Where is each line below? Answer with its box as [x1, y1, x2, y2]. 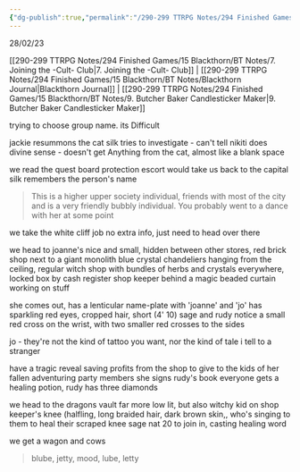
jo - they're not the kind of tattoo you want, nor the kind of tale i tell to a [9, 336, 272, 347]
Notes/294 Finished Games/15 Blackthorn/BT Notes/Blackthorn [9, 73, 242, 85]
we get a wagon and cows [9, 435, 106, 446]
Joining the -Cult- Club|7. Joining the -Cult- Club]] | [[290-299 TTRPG [9, 64, 268, 75]
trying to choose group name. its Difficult [9, 120, 161, 131]
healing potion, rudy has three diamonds [9, 382, 158, 392]
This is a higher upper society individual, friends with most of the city [30, 190, 287, 201]
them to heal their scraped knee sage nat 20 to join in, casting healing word [9, 417, 287, 429]
